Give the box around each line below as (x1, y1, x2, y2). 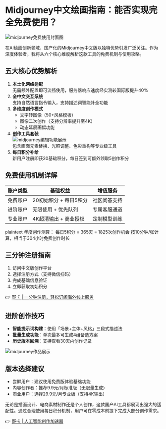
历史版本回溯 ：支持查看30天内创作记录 (12, 338, 92, 344)
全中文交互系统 (12, 93, 43, 99)
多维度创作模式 (12, 106, 43, 111)
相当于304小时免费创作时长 (13, 235, 70, 241)
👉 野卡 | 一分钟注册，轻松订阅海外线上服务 (5, 294, 94, 300)
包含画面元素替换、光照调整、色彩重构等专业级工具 (12, 143, 117, 149)
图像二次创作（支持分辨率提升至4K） (19, 118, 96, 124)
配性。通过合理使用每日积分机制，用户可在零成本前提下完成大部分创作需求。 (5, 408, 162, 414)
